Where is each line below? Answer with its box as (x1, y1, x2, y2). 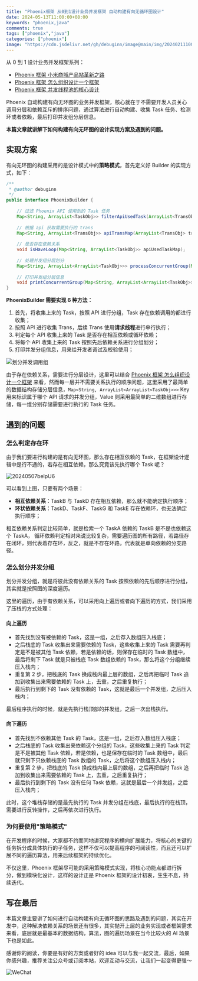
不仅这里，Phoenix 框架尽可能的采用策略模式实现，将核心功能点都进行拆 (6, 864, 183, 871)
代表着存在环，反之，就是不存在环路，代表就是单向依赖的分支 (31, 539, 181, 547)
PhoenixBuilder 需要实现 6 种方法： (6, 297, 93, 304)
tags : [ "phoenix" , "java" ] (6, 31, 70, 37)
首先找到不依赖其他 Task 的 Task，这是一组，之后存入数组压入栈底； (14, 734, 181, 742)
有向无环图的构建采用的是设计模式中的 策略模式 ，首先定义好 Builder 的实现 (6, 161, 187, 168)
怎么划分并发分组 (6, 563, 55, 571)
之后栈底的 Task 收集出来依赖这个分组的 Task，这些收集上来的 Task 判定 (14, 742, 191, 749)
